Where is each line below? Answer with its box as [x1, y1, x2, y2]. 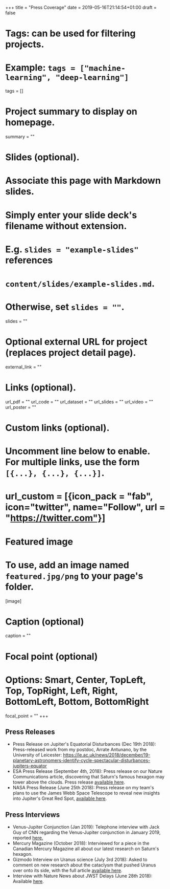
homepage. [5, 117, 55, 128]
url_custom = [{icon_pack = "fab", [5, 491, 153, 502]
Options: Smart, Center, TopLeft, [5, 674, 146, 685]
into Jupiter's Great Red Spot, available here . [12, 795, 107, 801]
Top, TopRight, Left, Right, [5, 685, 118, 697]
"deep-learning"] [55, 73, 129, 82]
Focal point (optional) [5, 651, 98, 662]
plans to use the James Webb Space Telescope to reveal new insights [12, 790, 160, 796]
